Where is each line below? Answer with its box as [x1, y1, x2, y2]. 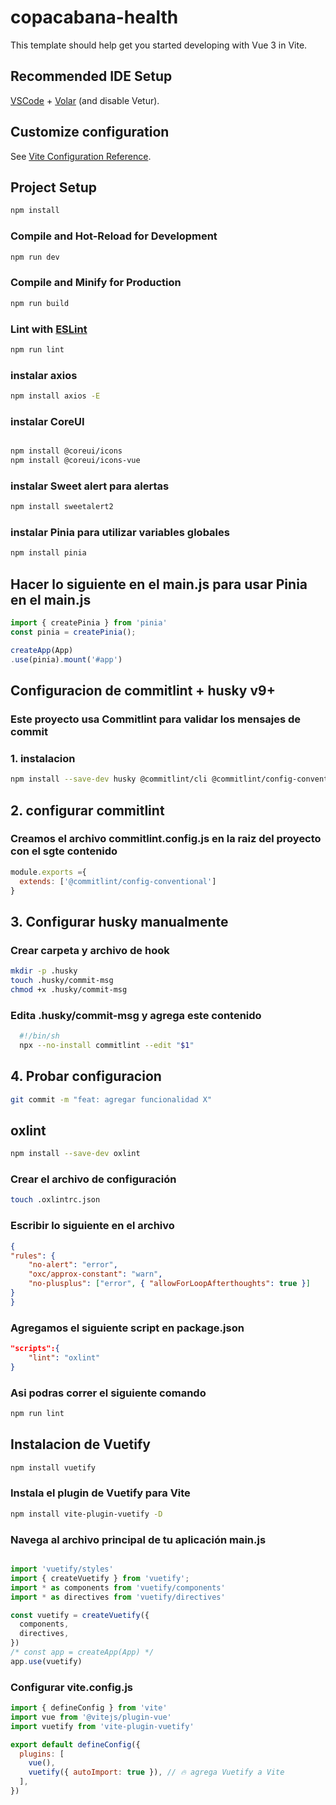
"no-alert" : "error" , [28, 1260, 118, 1270]
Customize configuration [10, 124, 170, 141]
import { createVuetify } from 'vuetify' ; [10, 1573, 190, 1583]
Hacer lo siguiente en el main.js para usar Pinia [10, 576, 308, 593]
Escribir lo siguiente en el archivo [10, 1219, 175, 1233]
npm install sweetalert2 [10, 502, 114, 512]
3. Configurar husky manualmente [10, 913, 229, 930]
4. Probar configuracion [10, 1068, 162, 1085]
